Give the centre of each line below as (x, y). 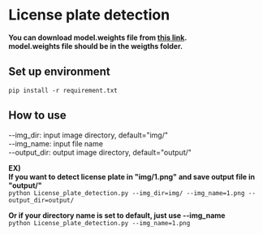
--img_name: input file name (56, 143)
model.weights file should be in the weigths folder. (96, 46)
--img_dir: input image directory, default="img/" (88, 135)
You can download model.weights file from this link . (98, 37)
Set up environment (60, 72)
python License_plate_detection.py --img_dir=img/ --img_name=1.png (127, 193)
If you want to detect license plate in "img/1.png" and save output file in (132, 176)
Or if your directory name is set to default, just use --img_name (117, 215)
